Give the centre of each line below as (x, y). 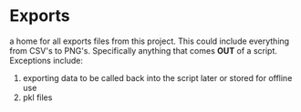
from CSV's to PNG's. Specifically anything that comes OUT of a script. (144, 50)
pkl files (37, 97)
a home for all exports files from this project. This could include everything (150, 41)
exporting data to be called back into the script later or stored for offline (157, 77)
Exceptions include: (47, 60)
